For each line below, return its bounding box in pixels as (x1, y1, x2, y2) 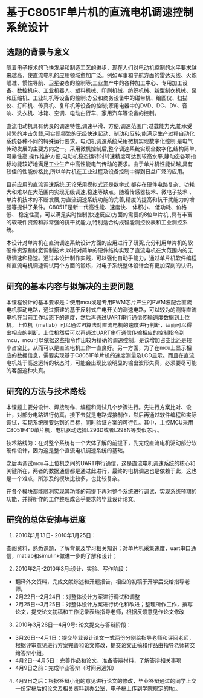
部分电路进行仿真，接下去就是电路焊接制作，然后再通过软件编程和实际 (22, 411, 197, 418)
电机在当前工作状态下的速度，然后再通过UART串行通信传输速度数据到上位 (6, 314, 190, 321)
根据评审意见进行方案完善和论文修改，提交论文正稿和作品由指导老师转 (14, 642, 190, 649)
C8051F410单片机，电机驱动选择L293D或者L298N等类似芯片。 (6, 426, 163, 434)
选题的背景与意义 (6, 47, 70, 57)
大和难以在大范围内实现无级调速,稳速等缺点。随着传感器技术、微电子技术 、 (6, 189, 195, 195)
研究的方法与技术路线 (6, 386, 86, 397)
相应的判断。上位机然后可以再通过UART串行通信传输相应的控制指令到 (11, 329, 185, 336)
